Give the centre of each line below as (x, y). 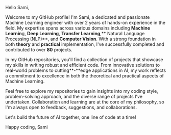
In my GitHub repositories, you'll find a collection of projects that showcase (84, 60)
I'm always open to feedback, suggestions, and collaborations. (71, 107)
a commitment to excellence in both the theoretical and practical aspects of (85, 76)
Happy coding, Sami (27, 127)
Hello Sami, (17, 7)
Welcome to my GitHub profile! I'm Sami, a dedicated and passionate (78, 17)
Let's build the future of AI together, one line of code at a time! (71, 117)
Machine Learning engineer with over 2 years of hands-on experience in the (86, 23)
